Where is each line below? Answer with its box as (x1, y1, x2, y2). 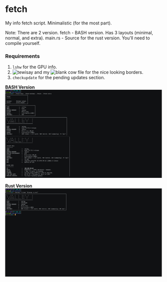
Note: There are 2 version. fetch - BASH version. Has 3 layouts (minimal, (5, 29, 153, 35)
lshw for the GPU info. (12, 64, 57, 70)
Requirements (5, 52, 40, 59)
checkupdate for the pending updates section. (12, 75, 105, 81)
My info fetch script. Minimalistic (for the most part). (5, 20, 112, 26)
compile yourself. (5, 40, 41, 46)
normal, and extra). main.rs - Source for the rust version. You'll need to (5, 35, 150, 41)
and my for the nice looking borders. (34, 69, 144, 75)
